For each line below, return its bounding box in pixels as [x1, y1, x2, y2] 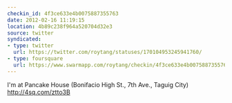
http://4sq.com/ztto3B [7, 88, 70, 96]
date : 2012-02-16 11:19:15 [7, 17, 85, 24]
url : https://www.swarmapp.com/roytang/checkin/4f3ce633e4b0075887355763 [13, 62, 230, 68]
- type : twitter [7, 42, 54, 49]
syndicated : [7, 36, 41, 43]
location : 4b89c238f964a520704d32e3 [7, 23, 113, 30]
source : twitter [7, 29, 54, 37]
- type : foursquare [7, 55, 64, 62]
